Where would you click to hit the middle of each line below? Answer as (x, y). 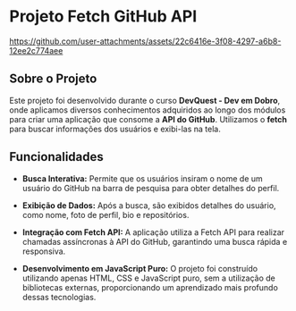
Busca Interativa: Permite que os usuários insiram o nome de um (143, 178)
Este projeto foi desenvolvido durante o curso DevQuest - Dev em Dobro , (145, 100)
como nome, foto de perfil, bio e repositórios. (106, 214)
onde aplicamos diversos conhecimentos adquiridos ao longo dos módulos (148, 110)
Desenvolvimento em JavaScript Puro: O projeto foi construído (140, 268)
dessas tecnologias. (59, 297)
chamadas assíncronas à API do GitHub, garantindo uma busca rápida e (155, 241)
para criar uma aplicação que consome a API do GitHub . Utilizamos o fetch (148, 119)
